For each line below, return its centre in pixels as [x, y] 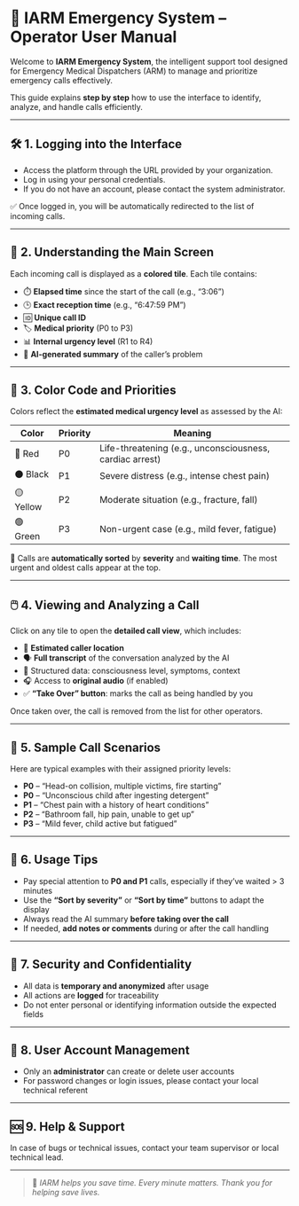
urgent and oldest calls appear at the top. [86, 568]
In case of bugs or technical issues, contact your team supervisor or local [145, 1148]
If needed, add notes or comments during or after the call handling [146, 928]
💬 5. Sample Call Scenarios [86, 747]
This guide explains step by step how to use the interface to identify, [136, 98]
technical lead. [37, 1157]
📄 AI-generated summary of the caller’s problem [113, 354]
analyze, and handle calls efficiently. [76, 106]
